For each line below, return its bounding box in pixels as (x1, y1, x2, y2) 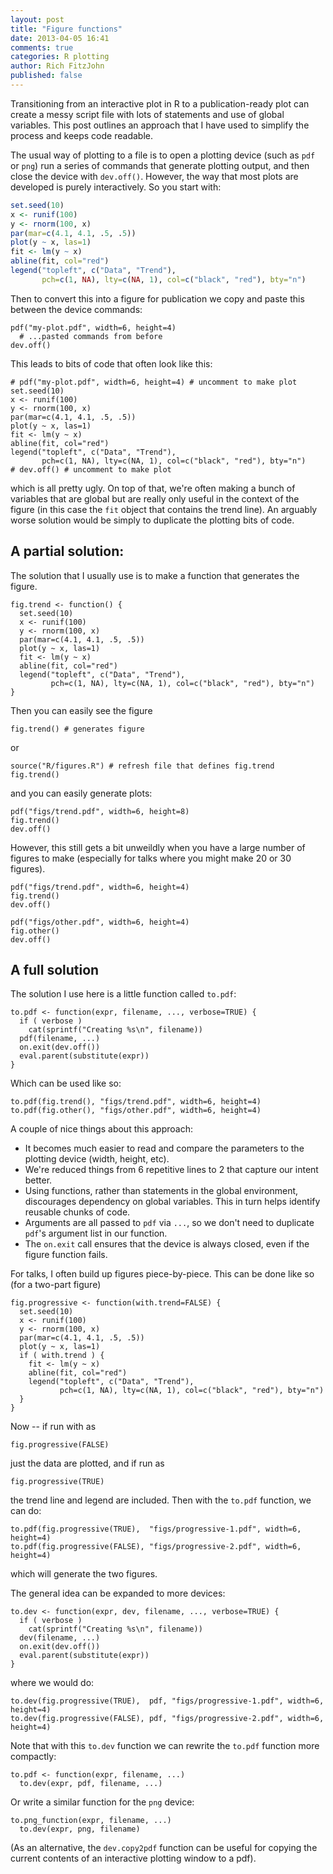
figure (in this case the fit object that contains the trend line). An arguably (10, 503, 318, 515)
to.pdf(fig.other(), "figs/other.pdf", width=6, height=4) (10, 1106, 262, 1116)
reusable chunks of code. (24, 1206, 131, 1218)
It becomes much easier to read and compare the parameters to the (24, 1142, 305, 1155)
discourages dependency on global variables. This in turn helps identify (24, 1196, 321, 1208)
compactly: (10, 1751, 57, 1763)
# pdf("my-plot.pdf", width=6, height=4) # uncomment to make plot (10, 377, 298, 387)
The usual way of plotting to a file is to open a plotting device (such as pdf (10, 149, 316, 161)
